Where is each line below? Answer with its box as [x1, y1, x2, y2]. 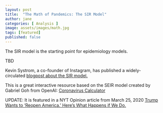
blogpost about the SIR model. [26, 73, 88, 78]
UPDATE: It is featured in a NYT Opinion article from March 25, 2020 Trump [5, 97, 159, 103]
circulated [5, 73, 26, 78]
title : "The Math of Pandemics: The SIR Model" [5, 12, 107, 17]
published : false [5, 35, 41, 40]
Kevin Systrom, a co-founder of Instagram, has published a [5, 67, 125, 73]
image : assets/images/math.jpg [5, 26, 69, 31]
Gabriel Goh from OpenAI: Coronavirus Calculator [5, 87, 106, 93]
